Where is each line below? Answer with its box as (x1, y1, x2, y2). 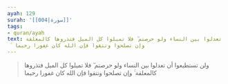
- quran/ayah (7, 29, 45, 36)
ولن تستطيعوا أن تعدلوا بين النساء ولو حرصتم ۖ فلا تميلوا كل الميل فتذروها (23, 61, 209, 69)
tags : (7, 23, 23, 30)
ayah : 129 (7, 10, 36, 17)
